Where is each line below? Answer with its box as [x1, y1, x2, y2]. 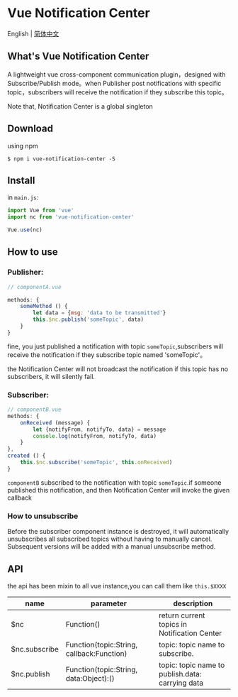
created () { [7, 452, 46, 459]
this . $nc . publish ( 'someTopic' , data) [33, 316, 144, 324]
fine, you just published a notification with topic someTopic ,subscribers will [7, 342, 224, 351]
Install [7, 174, 35, 186]
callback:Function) [65, 648, 127, 658]
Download [7, 123, 53, 135]
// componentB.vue [7, 406, 62, 413]
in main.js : [7, 193, 39, 202]
